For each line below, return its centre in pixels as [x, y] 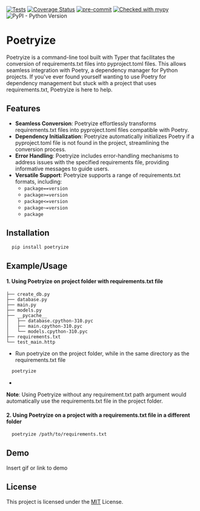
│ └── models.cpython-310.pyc [47, 332]
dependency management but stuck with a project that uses [81, 83]
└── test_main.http [31, 342]
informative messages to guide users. [62, 169]
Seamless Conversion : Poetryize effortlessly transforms [85, 123]
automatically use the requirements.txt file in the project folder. [85, 401]
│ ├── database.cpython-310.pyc [50, 321]
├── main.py [21, 305]
